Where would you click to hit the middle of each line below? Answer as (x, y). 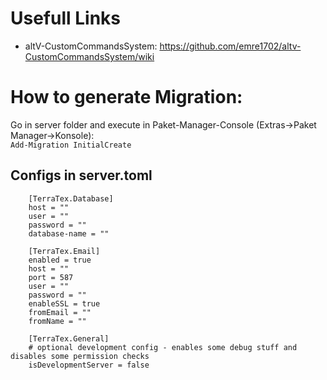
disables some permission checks (80, 356)
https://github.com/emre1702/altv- (230, 46)
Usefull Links (66, 18)
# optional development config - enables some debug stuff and (163, 347)
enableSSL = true (64, 303)
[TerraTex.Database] (71, 198)
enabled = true (60, 260)
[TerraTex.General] (69, 338)
